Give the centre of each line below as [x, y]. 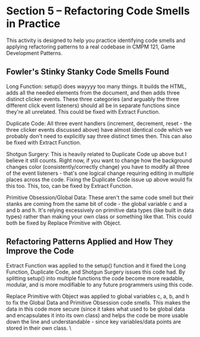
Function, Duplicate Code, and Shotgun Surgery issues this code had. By [96, 272]
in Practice [33, 24]
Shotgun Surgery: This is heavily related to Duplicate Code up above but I [96, 154]
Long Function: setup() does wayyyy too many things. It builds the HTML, [96, 86]
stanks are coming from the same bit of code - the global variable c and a [96, 204]
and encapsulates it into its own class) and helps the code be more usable [97, 315]
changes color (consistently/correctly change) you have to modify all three [98, 166]
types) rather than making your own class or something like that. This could [99, 216]
